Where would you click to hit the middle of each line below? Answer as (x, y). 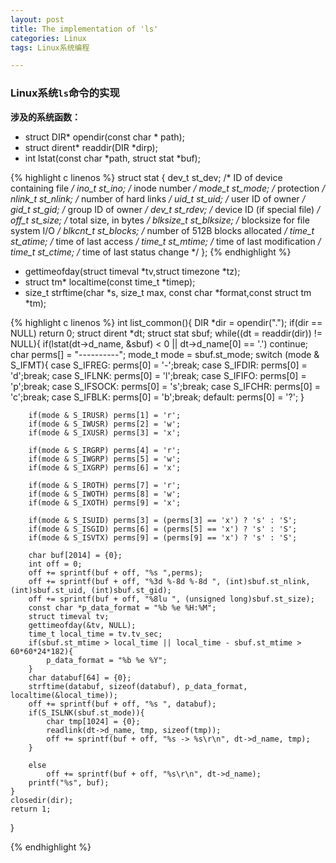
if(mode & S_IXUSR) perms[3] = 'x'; (105, 432)
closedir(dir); (42, 800)
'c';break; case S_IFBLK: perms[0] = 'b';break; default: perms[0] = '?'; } (157, 397)
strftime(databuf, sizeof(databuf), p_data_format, (138, 686)
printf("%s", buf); (69, 782)
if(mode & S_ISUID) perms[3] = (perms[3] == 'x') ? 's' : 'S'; (163, 520)
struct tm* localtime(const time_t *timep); (110, 282)
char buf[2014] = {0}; (75, 555)
